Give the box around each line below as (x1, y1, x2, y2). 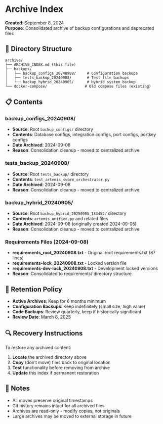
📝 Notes (5, 384, 30, 393)
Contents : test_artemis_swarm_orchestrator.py (12, 176, 110, 182)
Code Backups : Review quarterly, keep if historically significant (12, 309, 142, 315)
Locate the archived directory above (12, 354, 87, 360)
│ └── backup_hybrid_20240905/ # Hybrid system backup (5, 79, 136, 85)
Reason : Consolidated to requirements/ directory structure (12, 271, 132, 277)
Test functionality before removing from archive (12, 365, 110, 371)
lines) (12, 255, 24, 261)
